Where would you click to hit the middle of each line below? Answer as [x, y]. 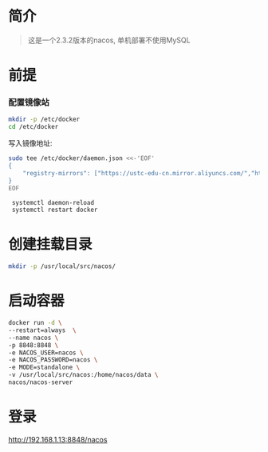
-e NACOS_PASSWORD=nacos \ [53, 360]
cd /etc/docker [33, 127]
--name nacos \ [33, 338]
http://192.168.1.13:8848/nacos [58, 439]
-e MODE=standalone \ [44, 368]
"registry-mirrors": [57, 173]
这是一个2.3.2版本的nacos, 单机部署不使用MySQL [109, 40]
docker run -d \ [35, 323]
